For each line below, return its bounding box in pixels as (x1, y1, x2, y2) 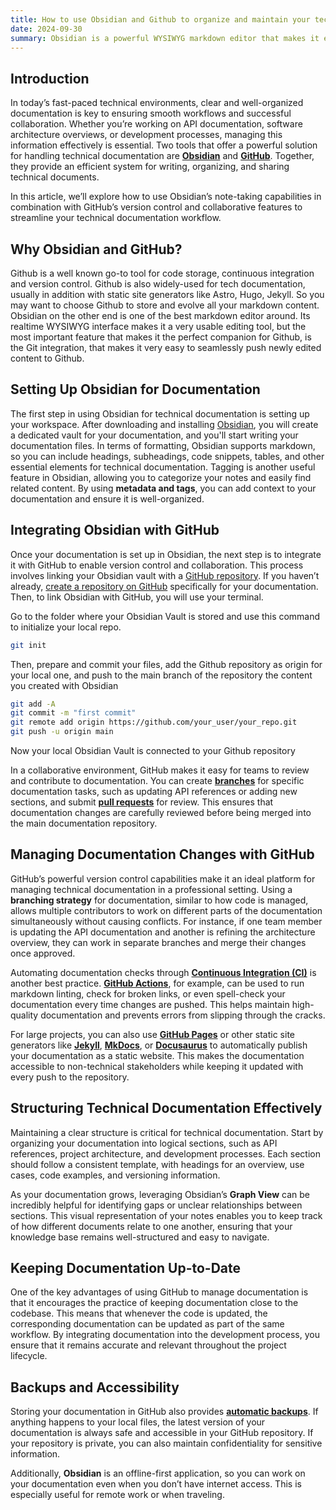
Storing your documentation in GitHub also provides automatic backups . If (10, 1406, 319, 1418)
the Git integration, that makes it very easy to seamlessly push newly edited (10, 342, 322, 353)
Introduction (10, 70, 90, 87)
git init (10, 640, 47, 650)
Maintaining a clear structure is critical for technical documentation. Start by (10, 1126, 324, 1138)
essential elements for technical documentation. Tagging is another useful (10, 461, 316, 473)
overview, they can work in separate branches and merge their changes (10, 936, 307, 948)
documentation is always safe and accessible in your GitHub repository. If (10, 1427, 314, 1439)
